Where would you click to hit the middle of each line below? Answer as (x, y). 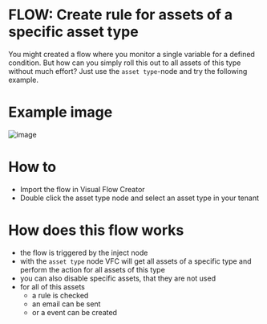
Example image (61, 112)
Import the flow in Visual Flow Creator (83, 189)
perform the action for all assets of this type (93, 269)
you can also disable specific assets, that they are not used (118, 278)
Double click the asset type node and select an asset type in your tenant (139, 198)
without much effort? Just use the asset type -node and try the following (128, 71)
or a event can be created (75, 312)
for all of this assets (53, 286)
